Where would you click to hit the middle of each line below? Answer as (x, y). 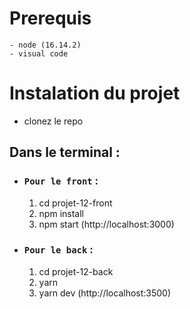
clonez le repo (53, 121)
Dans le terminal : (65, 152)
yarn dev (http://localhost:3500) (105, 293)
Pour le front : (61, 181)
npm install (61, 213)
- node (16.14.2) (45, 45)
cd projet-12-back (76, 271)
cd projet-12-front (75, 203)
